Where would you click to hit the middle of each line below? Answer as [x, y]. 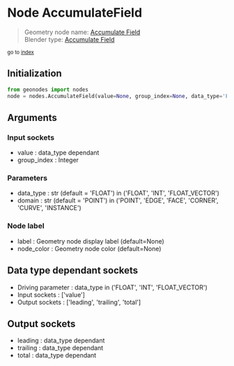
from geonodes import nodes [48, 89]
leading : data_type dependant [61, 341]
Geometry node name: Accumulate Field [82, 32]
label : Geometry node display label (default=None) [91, 241]
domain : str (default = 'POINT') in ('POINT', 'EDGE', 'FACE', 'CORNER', [118, 200]
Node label [26, 226]
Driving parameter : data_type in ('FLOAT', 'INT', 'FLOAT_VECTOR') [112, 287]
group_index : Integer [48, 160]
